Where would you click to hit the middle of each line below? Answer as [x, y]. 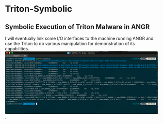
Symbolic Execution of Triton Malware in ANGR [77, 27]
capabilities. [17, 49]
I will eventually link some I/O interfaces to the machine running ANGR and [79, 38]
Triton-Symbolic [39, 9]
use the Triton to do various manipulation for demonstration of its [70, 44]
